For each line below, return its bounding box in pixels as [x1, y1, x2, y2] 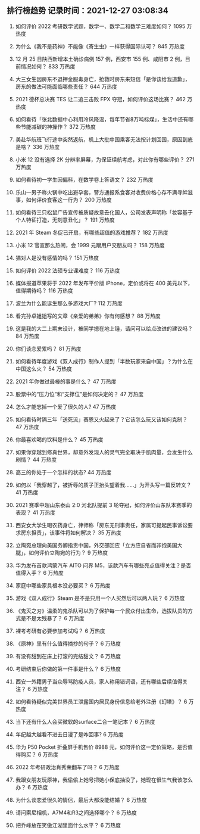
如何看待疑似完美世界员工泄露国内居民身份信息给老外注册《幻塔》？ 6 [15, 698, 187, 705]
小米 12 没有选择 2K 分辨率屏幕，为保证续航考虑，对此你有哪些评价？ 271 [15, 155, 195, 163]
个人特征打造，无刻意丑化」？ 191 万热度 [15, 216, 115, 223]
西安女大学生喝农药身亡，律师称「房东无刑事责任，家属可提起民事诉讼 [15, 521, 188, 528]
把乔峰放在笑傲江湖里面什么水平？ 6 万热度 [15, 821, 121, 829]
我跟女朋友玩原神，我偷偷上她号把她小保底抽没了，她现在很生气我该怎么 [15, 776, 193, 783]
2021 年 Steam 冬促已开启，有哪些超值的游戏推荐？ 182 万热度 [15, 229, 168, 236]
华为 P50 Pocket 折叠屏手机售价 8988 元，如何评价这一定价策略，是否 [15, 743, 188, 751]
